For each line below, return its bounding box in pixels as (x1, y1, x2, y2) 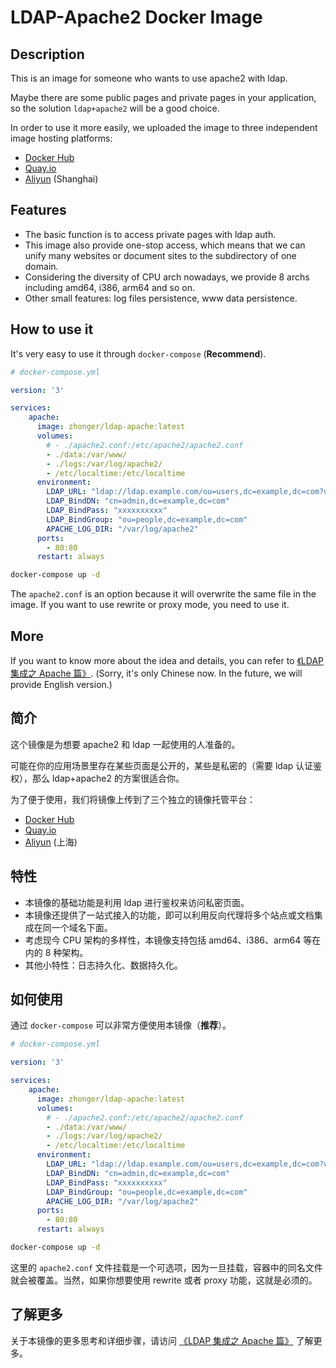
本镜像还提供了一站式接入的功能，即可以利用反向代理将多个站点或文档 (24, 909, 315, 921)
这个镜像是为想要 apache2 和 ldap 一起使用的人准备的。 (10, 738, 241, 750)
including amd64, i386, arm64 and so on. (24, 281, 196, 293)
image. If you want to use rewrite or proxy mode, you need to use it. (10, 599, 290, 611)
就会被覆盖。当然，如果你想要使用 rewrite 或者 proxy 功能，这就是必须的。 (10, 1274, 318, 1286)
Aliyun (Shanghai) (24, 173, 99, 185)
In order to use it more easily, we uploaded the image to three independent (10, 122, 318, 133)
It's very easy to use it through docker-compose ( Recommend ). (10, 347, 267, 360)
